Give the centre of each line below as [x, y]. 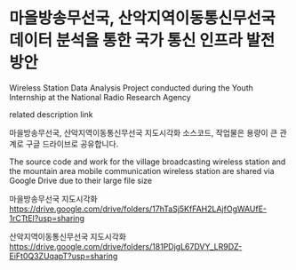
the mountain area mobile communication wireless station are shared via [142, 171]
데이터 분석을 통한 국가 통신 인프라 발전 [142, 40]
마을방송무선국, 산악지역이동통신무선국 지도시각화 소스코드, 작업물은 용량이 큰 [144, 132]
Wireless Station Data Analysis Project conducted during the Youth [131, 87]
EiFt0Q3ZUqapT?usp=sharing [64, 256]
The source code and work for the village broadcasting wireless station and [148, 162]
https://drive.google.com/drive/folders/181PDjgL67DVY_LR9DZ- [126, 246]
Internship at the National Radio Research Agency [100, 97]
